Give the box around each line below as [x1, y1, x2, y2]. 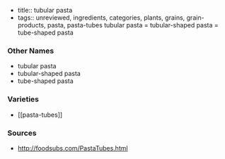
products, [17, 21, 46, 29]
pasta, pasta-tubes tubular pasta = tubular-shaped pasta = [47, 21, 219, 29]
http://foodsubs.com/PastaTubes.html [17, 144, 129, 152]
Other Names [7, 46, 54, 56]
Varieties [7, 94, 39, 104]
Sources [7, 128, 37, 138]
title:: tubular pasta [17, 6, 73, 14]
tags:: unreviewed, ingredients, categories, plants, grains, [17, 13, 185, 22]
